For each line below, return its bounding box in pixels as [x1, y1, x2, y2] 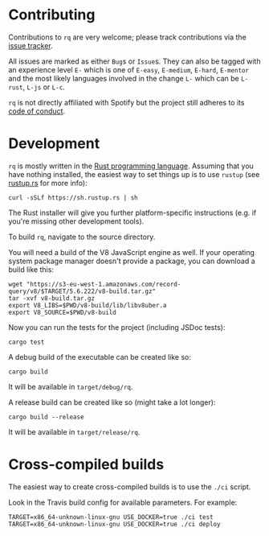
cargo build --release [8, 413, 84, 421]
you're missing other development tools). [8, 216, 145, 226]
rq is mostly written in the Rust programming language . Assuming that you [8, 161, 255, 171]
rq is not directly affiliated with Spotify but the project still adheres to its [8, 97, 245, 107]
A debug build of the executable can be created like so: [8, 352, 191, 361]
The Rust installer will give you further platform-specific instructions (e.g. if [8, 208, 257, 217]
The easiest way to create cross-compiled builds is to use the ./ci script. [8, 481, 251, 492]
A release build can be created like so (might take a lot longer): [8, 397, 216, 407]
